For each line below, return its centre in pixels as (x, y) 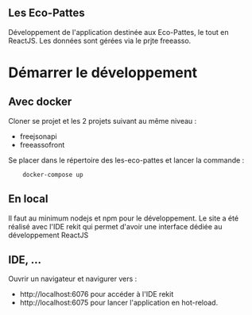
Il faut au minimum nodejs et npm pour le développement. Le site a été (124, 218)
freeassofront (42, 144)
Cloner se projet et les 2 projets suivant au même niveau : (103, 121)
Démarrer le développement (103, 73)
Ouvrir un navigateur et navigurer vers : (73, 279)
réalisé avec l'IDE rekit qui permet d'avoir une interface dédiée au (115, 226)
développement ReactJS (48, 235)
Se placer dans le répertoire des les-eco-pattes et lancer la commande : (126, 160)
